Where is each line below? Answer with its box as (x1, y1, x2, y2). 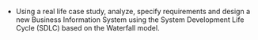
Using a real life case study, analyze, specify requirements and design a (15, 7, 251, 16)
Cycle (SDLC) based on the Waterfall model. (15, 24, 160, 32)
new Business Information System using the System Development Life (15, 15, 245, 24)
